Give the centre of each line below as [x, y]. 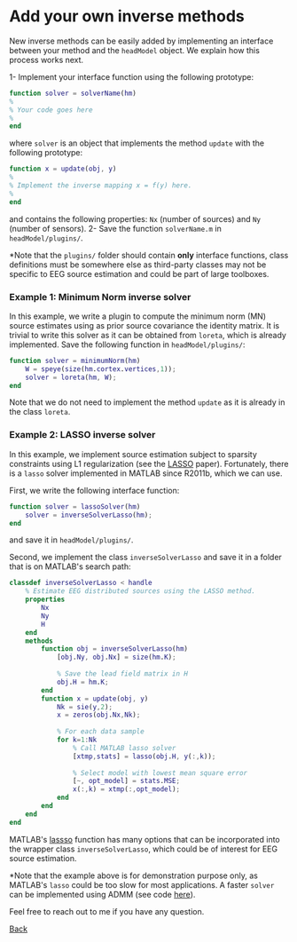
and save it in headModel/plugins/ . [71, 540]
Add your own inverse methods [127, 16]
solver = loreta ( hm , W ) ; [71, 377]
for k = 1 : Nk [77, 740]
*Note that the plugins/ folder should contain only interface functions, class [149, 255]
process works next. [47, 59]
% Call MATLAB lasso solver [124, 748]
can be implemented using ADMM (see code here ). [102, 894]
